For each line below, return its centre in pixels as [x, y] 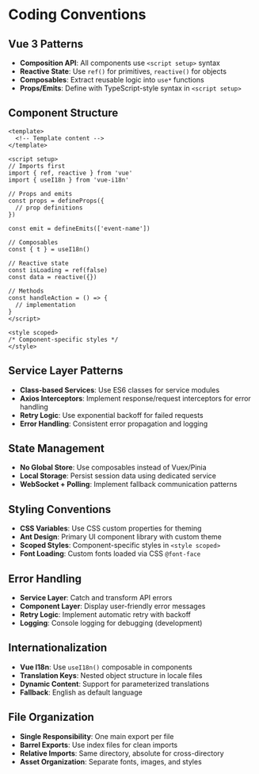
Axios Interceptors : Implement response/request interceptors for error [135, 398]
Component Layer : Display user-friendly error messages [112, 606]
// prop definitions [49, 208]
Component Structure [63, 113]
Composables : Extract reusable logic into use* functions [112, 80]
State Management [56, 448]
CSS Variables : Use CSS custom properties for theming [110, 528]
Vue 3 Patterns [46, 44]
